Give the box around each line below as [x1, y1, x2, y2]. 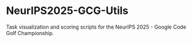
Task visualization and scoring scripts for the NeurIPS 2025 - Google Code [6, 23, 186, 30]
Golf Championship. [6, 29, 54, 36]
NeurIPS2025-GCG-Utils [6, 4, 129, 17]
